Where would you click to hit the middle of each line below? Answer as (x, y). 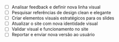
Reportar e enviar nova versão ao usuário (53, 35)
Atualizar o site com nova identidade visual (55, 23)
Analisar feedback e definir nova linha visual (56, 7)
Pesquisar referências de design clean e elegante (61, 13)
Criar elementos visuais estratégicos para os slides (63, 18)
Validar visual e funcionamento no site (50, 29)
